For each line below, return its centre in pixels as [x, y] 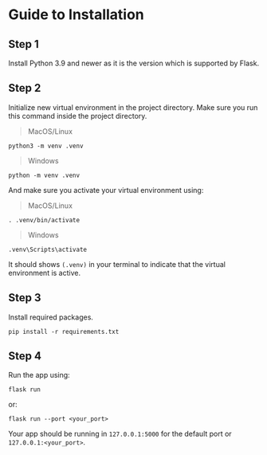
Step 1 [24, 44]
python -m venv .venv [44, 175]
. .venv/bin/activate [44, 220]
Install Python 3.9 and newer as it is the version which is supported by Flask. [134, 63]
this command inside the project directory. [78, 116]
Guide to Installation [77, 15]
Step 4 [25, 356]
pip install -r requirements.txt [64, 331]
